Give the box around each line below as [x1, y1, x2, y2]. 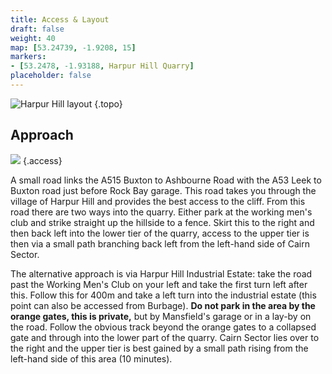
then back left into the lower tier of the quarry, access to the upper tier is [10, 227, 310, 239]
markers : [10, 52, 47, 62]
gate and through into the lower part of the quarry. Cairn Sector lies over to [10, 331, 320, 343]
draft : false [10, 24, 65, 34]
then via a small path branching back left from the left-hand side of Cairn [10, 237, 310, 250]
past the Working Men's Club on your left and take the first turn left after [10, 278, 308, 290]
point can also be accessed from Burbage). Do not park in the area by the [10, 299, 316, 311]
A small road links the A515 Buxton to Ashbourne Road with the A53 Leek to [10, 174, 322, 186]
